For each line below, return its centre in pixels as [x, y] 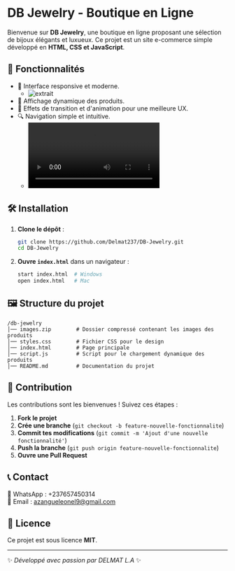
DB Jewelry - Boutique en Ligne [101, 13]
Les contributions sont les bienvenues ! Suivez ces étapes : [93, 404]
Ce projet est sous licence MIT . [52, 540]
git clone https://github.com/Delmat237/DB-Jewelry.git [100, 242]
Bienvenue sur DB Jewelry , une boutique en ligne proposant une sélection [114, 32]
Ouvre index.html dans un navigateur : [73, 262]
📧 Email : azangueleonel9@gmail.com [62, 501]
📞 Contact [28, 477]
